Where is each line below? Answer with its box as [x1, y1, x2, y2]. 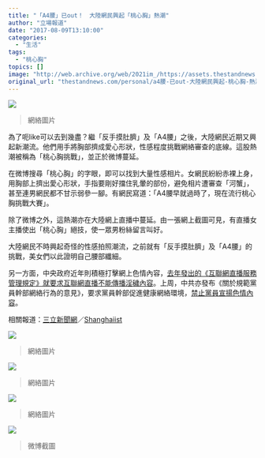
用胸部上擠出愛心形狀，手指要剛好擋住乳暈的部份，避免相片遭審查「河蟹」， [8, 178, 254, 188]
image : [8, 70, 30, 78]
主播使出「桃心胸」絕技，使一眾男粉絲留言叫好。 [8, 224, 167, 234]
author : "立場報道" [8, 19, 68, 27]
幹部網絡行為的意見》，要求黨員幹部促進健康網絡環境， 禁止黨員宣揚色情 [14, 287, 247, 297]
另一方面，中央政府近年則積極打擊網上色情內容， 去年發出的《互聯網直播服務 [8, 268, 257, 277]
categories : [8, 33, 47, 42]
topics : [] [8, 63, 44, 71]
